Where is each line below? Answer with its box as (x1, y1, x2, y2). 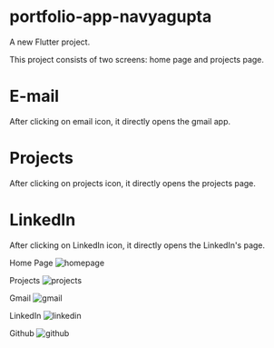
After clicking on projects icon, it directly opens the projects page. (9, 177, 257, 188)
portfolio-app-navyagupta (9, 6, 212, 27)
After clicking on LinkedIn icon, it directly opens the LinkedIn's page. (9, 239, 266, 251)
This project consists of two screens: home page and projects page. (9, 54, 265, 65)
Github (9, 327, 34, 338)
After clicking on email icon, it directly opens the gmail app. (9, 115, 231, 126)
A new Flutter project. (9, 36, 91, 47)
